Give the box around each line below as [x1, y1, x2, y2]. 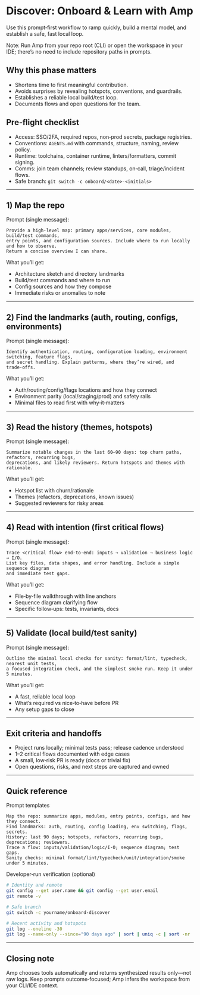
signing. [14, 158, 35, 166]
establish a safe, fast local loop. [6, 30, 84, 37]
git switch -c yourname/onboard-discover [6, 909, 111, 915]
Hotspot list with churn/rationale [14, 487, 94, 494]
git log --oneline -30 [6, 926, 62, 932]
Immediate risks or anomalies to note [14, 289, 106, 297]
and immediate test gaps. [6, 570, 70, 576]
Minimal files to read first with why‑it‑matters [14, 399, 125, 406]
